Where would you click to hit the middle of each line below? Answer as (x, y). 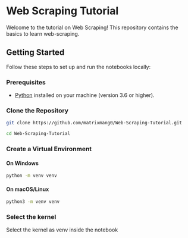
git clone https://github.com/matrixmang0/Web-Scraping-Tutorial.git (94, 123)
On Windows (22, 163)
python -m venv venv (32, 176)
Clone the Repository (37, 110)
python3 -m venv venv (33, 202)
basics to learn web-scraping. (43, 33)
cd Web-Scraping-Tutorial (38, 134)
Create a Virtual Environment (49, 149)
